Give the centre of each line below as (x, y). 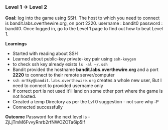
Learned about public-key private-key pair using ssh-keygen (74, 59)
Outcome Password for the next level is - (48, 117)
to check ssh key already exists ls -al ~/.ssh (60, 64)
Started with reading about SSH (45, 53)
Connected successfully (38, 107)
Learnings (16, 44)
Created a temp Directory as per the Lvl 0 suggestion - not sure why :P (86, 102)
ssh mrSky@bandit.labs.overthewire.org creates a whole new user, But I (87, 80)
